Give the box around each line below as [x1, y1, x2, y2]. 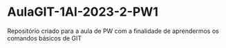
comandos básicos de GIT [7, 34, 82, 42]
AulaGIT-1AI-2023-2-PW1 [7, 4, 159, 20]
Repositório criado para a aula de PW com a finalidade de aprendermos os [7, 27, 219, 35]
